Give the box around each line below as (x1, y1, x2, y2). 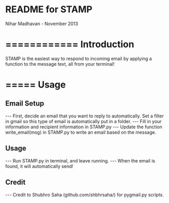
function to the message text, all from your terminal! (5, 60, 115, 67)
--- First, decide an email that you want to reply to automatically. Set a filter (5, 113, 164, 119)
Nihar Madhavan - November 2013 (5, 21, 78, 27)
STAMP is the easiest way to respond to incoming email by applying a (5, 55, 152, 62)
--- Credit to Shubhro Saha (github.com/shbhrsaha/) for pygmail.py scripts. (5, 191, 164, 198)
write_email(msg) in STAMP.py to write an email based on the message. (5, 129, 156, 135)
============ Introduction (5, 38, 135, 50)
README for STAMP (5, 4, 93, 15)
